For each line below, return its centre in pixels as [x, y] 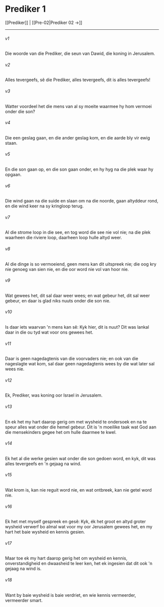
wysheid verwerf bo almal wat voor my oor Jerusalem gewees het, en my [79, 527]
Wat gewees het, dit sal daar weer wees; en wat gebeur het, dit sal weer [78, 295]
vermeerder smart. [24, 600]
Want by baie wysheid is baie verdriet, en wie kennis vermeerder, [71, 595]
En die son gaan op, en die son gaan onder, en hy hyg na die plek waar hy [79, 169]
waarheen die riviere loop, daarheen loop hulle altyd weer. [63, 238]
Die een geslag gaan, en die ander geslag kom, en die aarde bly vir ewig [78, 137]
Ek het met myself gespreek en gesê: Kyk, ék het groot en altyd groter [76, 521]
